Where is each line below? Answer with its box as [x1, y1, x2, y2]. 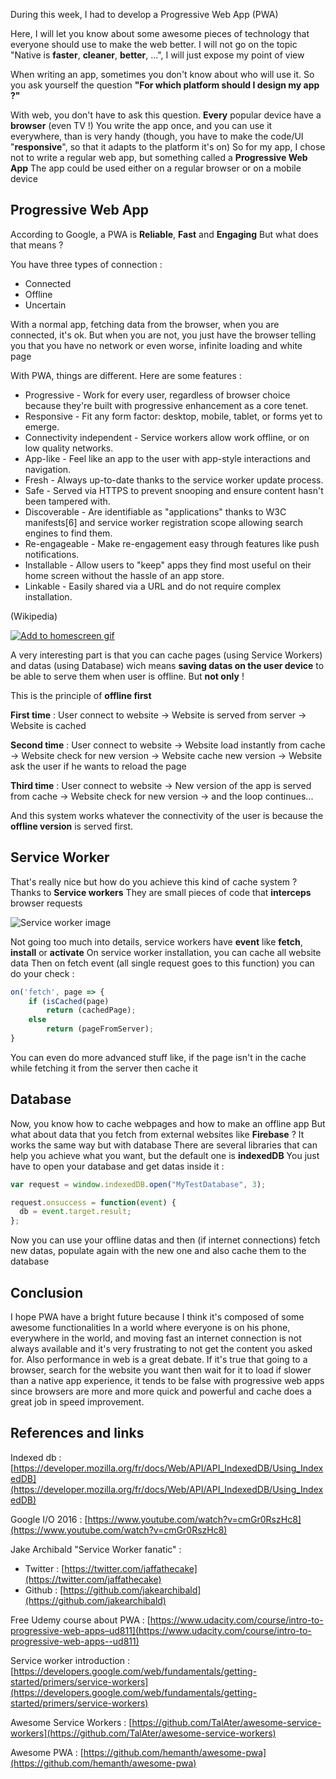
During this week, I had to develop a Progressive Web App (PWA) [10, 9, 279, 20]
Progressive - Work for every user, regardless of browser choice [24, 389, 291, 401]
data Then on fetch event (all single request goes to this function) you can [10, 957, 315, 969]
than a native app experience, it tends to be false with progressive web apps [10, 1375, 325, 1386]
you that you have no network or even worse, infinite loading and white [10, 339, 303, 351]
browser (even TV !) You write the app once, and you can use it [10, 120, 273, 131]
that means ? [10, 239, 64, 251]
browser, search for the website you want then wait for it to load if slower [10, 1364, 312, 1376]
